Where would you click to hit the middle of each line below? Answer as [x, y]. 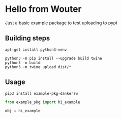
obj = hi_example [23, 111]
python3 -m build [23, 63]
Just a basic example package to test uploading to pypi [61, 23]
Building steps [28, 38]
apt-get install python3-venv [36, 50]
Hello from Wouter [44, 9]
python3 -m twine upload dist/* [38, 67]
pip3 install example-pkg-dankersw [42, 93]
